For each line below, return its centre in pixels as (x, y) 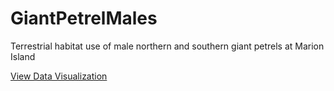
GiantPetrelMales (84, 18)
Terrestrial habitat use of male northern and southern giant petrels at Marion (167, 46)
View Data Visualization (59, 76)
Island (23, 56)
